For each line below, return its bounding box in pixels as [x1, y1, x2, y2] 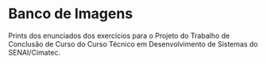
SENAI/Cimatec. [8, 47, 61, 57]
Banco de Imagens [8, 5, 133, 23]
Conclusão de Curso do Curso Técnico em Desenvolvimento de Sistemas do [8, 39, 258, 48]
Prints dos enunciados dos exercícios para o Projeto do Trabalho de [8, 31, 230, 40]
